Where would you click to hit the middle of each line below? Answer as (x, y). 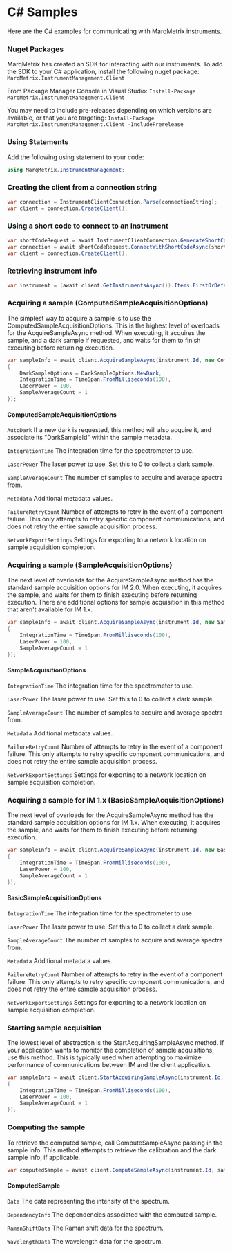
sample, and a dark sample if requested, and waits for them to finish (104, 340)
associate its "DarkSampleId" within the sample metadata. (90, 438)
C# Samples (42, 12)
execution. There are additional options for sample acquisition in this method (116, 602)
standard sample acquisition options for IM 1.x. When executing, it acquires (114, 823)
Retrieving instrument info (52, 271)
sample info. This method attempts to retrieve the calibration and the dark (112, 1150)
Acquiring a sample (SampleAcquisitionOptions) (90, 565)
